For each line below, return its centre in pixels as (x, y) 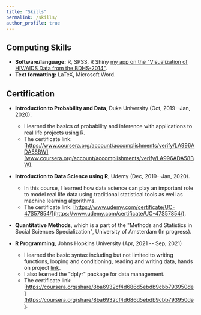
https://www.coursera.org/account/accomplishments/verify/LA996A (110, 145)
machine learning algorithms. (60, 201)
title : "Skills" (26, 12)
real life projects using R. (54, 133)
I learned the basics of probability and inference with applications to (108, 126)
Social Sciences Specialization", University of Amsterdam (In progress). (103, 232)
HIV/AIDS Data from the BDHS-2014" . (61, 68)
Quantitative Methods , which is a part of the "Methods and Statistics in (103, 225)
